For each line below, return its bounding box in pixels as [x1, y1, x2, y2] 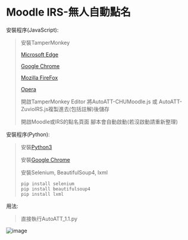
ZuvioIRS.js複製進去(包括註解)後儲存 [20, 105, 110, 112]
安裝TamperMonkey [20, 39, 70, 46]
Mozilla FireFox [20, 74, 58, 81]
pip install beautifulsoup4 [20, 186, 90, 192]
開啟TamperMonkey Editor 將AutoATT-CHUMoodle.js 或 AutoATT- [20, 98, 183, 105]
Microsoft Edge [20, 51, 59, 58]
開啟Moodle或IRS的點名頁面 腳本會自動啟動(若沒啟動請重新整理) [20, 118, 178, 125]
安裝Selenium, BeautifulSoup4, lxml [20, 168, 108, 176]
